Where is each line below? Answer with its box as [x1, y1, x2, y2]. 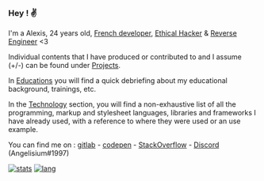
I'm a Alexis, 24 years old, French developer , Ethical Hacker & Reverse [8, 28, 238, 38]
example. [8, 125, 38, 134]
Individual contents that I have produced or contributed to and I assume [8, 52, 242, 62]
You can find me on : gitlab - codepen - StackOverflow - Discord [8, 140, 220, 149]
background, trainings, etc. [8, 85, 97, 94]
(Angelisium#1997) [8, 149, 70, 158]
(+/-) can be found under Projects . [8, 61, 121, 70]
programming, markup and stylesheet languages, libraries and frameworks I [8, 108, 256, 118]
